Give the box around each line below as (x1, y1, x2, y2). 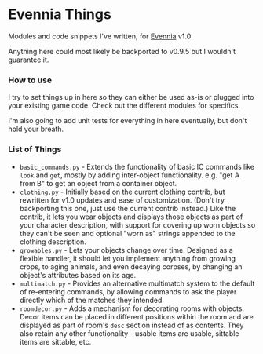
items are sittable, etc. (19, 337, 92, 346)
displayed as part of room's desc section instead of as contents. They (19, 320, 244, 330)
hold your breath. (8, 124, 64, 134)
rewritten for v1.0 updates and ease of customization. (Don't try (19, 195, 225, 205)
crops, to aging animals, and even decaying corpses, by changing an (19, 261, 243, 272)
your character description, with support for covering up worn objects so (19, 220, 256, 229)
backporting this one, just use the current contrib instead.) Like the (19, 203, 236, 213)
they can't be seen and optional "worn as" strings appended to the (19, 228, 236, 238)
